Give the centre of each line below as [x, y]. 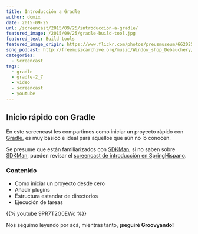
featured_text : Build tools [41, 39]
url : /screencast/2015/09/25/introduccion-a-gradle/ [72, 28]
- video [21, 83]
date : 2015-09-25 [27, 22]
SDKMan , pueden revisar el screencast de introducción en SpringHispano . [96, 155]
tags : [13, 66]
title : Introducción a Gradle [43, 11]
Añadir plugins [32, 189]
